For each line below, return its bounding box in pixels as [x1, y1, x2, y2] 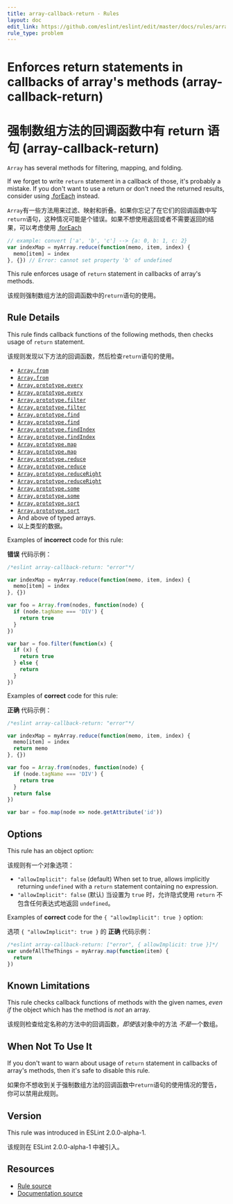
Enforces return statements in [7, 60, 184, 75]
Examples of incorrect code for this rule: [7, 536, 123, 544]
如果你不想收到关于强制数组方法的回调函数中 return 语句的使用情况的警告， [7, 1081, 221, 1089]
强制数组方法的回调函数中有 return [7, 123, 205, 139]
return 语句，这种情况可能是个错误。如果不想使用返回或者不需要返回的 [7, 215, 208, 223]
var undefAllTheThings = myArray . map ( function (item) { [7, 948, 169, 955]
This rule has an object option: [7, 847, 94, 855]
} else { [13, 659, 39, 667]
